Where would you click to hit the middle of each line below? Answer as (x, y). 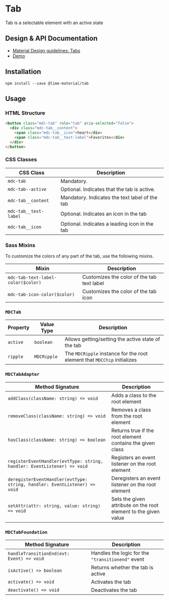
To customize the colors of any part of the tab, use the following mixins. (79, 256)
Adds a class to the (134, 395)
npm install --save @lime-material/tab (47, 83)
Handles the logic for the (120, 553)
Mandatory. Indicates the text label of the (109, 197)
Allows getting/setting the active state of (112, 339)
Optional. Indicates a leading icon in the (107, 224)
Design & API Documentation (52, 38)
